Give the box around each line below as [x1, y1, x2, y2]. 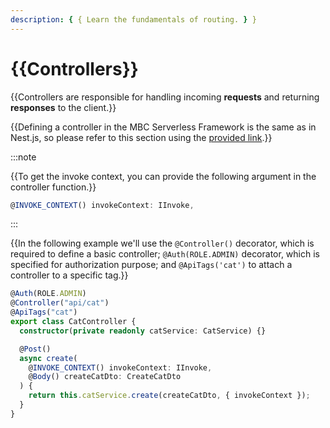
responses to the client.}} [10, 101, 117, 113]
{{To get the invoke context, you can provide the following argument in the [10, 170, 317, 182]
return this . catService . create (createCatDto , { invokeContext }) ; [28, 391, 311, 401]
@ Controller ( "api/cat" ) [10, 298, 110, 308]
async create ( [19, 353, 78, 363]
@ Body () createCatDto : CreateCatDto [28, 372, 182, 382]
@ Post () [19, 344, 52, 354]
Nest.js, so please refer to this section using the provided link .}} [10, 131, 273, 143]
